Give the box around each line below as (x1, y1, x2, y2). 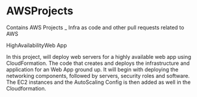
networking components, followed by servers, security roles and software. (6, 72, 190, 79)
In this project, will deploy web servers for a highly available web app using (6, 53, 192, 60)
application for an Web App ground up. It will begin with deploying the (6, 65, 178, 73)
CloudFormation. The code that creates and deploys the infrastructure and (6, 60, 190, 67)
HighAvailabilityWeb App (6, 42, 67, 49)
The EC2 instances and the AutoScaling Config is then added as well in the (6, 79, 191, 86)
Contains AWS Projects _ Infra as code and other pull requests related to (6, 24, 184, 31)
